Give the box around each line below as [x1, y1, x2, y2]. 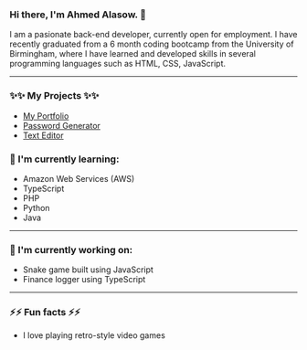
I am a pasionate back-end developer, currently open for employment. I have [9, 29, 298, 40]
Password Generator [22, 120, 101, 131]
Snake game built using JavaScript [22, 264, 153, 275]
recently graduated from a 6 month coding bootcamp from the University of [9, 38, 294, 49]
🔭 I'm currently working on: [9, 243, 133, 256]
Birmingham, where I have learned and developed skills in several [9, 48, 256, 59]
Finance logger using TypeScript [22, 274, 146, 285]
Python [22, 202, 50, 213]
